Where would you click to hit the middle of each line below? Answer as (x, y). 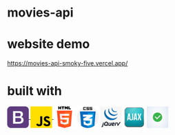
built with (34, 91)
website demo (49, 44)
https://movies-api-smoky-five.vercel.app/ (68, 63)
